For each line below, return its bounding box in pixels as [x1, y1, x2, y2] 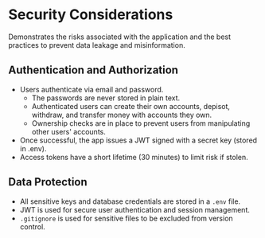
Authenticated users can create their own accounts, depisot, [31, 101, 231, 111]
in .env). [19, 143, 47, 153]
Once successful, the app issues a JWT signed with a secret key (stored [19, 135, 257, 145]
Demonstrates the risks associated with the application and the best [8, 32, 232, 41]
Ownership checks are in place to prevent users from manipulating [31, 118, 251, 128]
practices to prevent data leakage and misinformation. [8, 40, 185, 49]
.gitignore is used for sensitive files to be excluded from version [19, 213, 233, 223]
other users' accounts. [31, 127, 106, 136]
